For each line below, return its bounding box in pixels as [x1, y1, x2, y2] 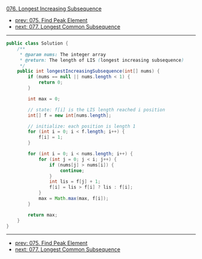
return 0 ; [38, 79, 63, 86]
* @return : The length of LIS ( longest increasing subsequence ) [19, 57, 185, 63]
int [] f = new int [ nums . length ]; [28, 112, 112, 118]
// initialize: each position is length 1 [28, 123, 136, 129]
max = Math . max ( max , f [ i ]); [38, 195, 109, 201]
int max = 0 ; [28, 96, 61, 102]
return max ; [28, 212, 58, 218]
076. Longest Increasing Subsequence [6, 5, 102, 12]
